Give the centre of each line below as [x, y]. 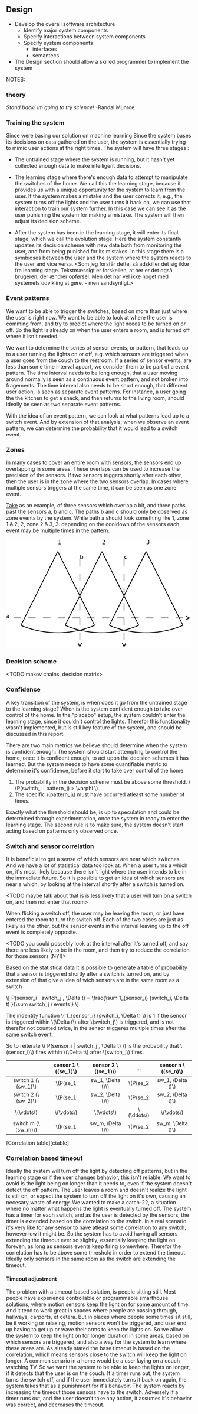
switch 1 [24, 1080]
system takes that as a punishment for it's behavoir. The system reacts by [95, 1386]
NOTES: [16, 79]
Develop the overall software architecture [65, 24]
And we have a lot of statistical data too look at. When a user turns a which [97, 865]
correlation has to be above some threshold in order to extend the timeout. [96, 1253]
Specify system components [58, 43]
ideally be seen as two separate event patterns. [64, 404]
